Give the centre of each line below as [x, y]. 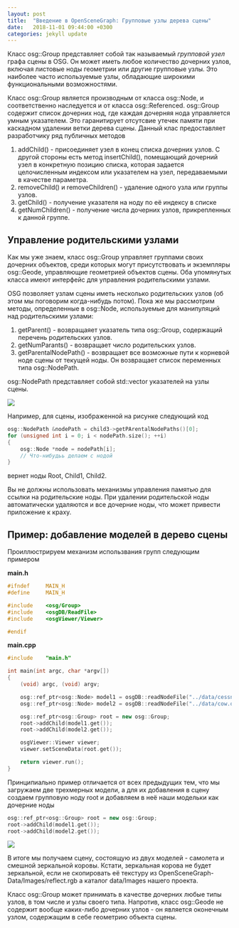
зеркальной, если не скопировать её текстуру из [82, 873]
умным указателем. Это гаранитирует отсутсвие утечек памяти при [111, 121]
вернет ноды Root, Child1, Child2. [57, 476]
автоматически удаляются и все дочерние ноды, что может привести [114, 505]
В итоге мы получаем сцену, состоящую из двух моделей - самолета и [116, 858]
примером [23, 560]
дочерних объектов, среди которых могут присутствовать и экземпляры [119, 265]
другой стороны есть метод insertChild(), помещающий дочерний [118, 157]
